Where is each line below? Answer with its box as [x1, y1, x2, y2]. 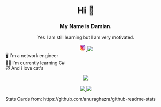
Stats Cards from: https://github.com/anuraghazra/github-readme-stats [5, 96, 156, 102]
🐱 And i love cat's [5, 65, 44, 71]
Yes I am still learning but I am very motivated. [37, 34, 134, 40]
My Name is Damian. [59, 23, 112, 30]
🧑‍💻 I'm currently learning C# [5, 60, 65, 66]
